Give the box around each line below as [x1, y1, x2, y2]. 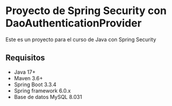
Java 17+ [13, 69, 36, 76]
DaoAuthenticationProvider [5, 16, 142, 30]
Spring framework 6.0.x [13, 87, 71, 94]
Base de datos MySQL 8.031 [13, 93, 82, 100]
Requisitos [5, 53, 45, 63]
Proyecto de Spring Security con [5, 4, 167, 18]
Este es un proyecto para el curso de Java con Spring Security [5, 36, 156, 43]
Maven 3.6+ [13, 74, 43, 81]
